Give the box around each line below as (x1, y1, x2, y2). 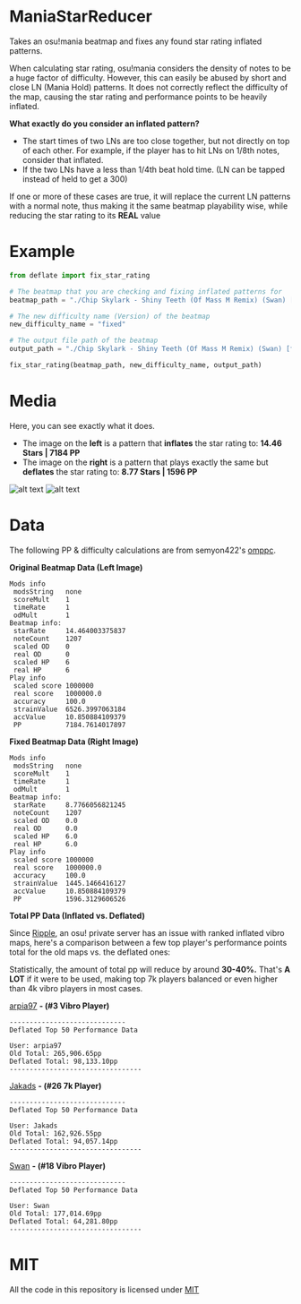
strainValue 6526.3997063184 (13, 705, 126, 714)
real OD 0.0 (13, 824, 78, 833)
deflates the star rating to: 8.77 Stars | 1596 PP (21, 466, 198, 476)
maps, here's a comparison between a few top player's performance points (9, 937, 288, 948)
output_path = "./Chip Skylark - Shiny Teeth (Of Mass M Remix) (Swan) (9, 345, 282, 354)
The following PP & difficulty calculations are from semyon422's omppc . (9, 545, 276, 555)
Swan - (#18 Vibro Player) (9, 1160, 106, 1171)
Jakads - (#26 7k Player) (9, 1080, 102, 1091)
